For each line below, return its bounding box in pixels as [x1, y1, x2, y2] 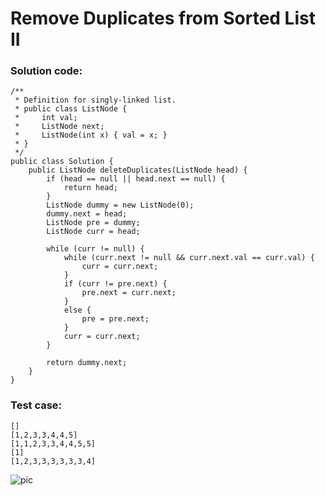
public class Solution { [10, 157, 114, 167]
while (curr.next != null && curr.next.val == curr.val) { [63, 253, 315, 263]
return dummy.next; [46, 358, 128, 368]
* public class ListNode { [14, 104, 128, 114]
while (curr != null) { [46, 244, 145, 254]
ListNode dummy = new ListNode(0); [46, 200, 195, 211]
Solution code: [10, 64, 83, 78]
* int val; [14, 113, 78, 123]
